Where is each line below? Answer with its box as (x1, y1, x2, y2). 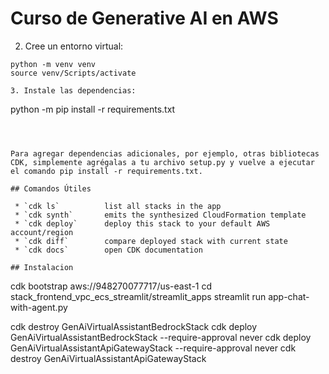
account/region (10, 227, 74, 237)
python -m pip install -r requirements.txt (10, 103, 176, 115)
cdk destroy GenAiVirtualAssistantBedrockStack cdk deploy (10, 320, 258, 332)
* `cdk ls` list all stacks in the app (14, 201, 222, 211)
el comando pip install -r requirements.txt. (10, 166, 203, 176)
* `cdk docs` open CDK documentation (14, 245, 203, 255)
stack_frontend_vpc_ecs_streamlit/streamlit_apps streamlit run (10, 290, 267, 302)
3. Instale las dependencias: (10, 85, 137, 96)
